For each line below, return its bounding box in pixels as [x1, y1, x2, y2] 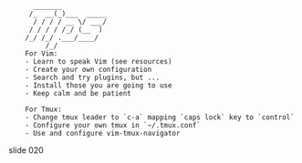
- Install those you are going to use [25, 81, 172, 90]
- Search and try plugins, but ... [25, 73, 161, 82]
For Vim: [25, 49, 58, 58]
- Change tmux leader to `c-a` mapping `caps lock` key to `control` [25, 113, 296, 122]
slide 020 [8, 145, 45, 156]
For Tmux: [25, 105, 63, 114]
